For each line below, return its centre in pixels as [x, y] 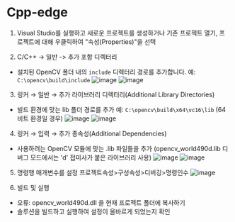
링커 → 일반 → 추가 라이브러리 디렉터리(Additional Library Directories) [116, 94]
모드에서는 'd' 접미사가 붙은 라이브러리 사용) [91, 157]
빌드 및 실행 [33, 187]
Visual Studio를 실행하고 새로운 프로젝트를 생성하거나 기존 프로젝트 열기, [117, 33]
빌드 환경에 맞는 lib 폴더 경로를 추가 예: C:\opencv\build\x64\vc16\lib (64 [121, 109]
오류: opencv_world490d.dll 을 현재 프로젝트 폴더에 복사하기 [101, 202]
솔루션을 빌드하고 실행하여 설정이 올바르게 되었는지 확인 [93, 211]
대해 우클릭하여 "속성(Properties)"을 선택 [99, 41]
